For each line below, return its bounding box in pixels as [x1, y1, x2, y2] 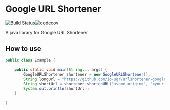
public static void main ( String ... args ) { [14, 67, 108, 72]
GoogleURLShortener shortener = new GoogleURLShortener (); [23, 72, 151, 77]
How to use [5, 44, 41, 53]
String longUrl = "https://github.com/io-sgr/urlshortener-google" [23, 77, 168, 82]
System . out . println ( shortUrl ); [23, 86, 90, 91]
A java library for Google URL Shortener [5, 29, 88, 35]
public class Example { [5, 58, 56, 63]
